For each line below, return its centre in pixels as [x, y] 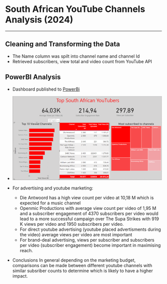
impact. [20, 276]
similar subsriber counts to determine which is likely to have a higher [83, 271]
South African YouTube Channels [75, 9]
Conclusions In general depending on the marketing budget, [74, 260]
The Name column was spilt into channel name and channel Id [76, 56]
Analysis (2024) [39, 20]
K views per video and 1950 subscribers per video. [72, 224]
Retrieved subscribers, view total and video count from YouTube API [82, 61]
